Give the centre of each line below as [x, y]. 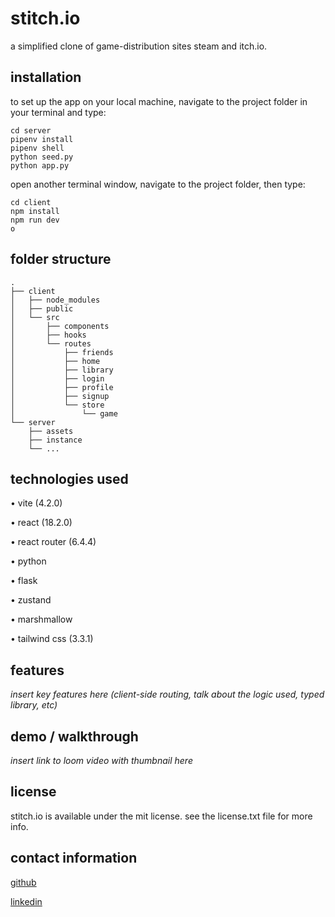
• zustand [31, 600]
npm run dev [35, 220]
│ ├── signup [60, 396]
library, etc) [34, 705]
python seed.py [42, 157]
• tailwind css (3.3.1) [52, 639]
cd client [31, 202]
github [23, 882]
